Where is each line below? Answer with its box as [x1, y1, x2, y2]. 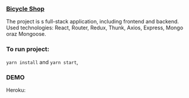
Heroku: [6, 86, 25, 93]
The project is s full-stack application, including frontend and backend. [6, 18, 180, 25]
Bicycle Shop [6, 5, 45, 13]
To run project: [6, 45, 50, 53]
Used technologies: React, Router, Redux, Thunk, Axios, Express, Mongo [6, 24, 184, 31]
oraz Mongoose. [6, 31, 46, 38]
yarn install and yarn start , [6, 58, 79, 66]
